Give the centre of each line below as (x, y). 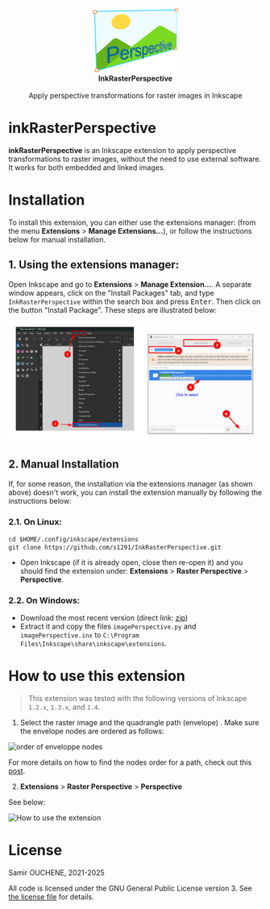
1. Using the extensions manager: (94, 265)
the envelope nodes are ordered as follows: (92, 731)
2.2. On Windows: (44, 600)
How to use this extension (97, 676)
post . (17, 771)
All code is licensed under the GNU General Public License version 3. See (130, 888)
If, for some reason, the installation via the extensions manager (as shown (131, 484)
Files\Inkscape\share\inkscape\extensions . (93, 644)
